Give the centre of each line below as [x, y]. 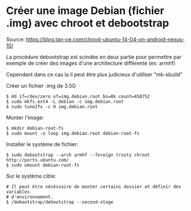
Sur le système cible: [31, 176]
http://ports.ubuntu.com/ [37, 160]
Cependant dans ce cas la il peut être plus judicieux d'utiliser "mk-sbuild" [94, 74]
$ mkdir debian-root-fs [35, 128]
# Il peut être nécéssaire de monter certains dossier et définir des [94, 186]
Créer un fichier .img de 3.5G [41, 85]
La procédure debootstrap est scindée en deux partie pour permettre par [94, 57]
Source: [15, 39]
